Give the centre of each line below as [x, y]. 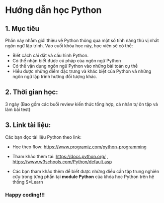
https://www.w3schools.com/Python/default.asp [62, 162]
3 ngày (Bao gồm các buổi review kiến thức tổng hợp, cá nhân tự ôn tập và [82, 104]
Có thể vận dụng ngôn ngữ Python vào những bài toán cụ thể [75, 66]
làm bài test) [18, 109]
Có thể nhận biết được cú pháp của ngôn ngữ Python [67, 61]
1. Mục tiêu [22, 29]
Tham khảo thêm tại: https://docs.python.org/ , [60, 156]
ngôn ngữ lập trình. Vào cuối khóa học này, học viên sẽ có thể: [69, 46]
